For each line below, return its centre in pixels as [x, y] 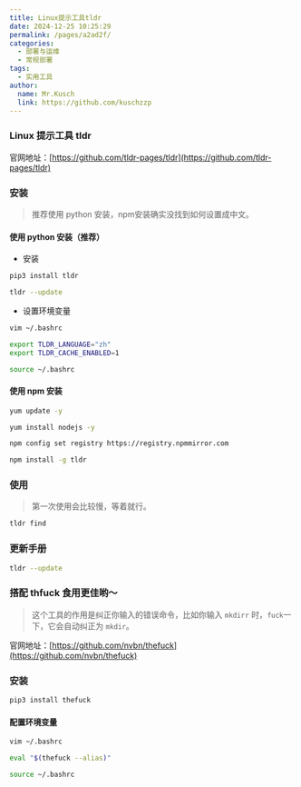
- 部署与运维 [39, 52]
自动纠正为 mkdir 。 [98, 626]
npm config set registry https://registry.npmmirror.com [119, 443]
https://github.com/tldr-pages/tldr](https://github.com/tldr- [162, 157]
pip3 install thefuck [50, 701]
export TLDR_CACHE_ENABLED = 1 [64, 353]
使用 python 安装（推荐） [57, 236]
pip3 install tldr [44, 276]
